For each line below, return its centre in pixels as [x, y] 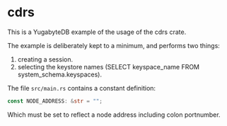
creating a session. [45, 59]
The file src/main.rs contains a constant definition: [82, 88]
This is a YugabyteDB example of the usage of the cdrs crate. [97, 32]
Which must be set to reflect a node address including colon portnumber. [114, 115]
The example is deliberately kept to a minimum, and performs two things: [114, 45]
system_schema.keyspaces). [60, 74]
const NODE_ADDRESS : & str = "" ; [55, 101]
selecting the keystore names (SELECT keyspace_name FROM [109, 67]
